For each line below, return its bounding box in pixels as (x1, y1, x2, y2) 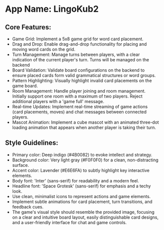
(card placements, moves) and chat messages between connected (12, 109, 147, 115)
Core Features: (5, 23, 51, 31)
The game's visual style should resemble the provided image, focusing (12, 209, 155, 215)
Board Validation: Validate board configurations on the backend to (12, 67, 145, 73)
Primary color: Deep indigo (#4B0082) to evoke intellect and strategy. (12, 152, 153, 157)
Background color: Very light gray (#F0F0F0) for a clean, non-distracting (12, 157, 159, 163)
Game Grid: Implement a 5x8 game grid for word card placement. (12, 36, 144, 42)
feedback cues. (12, 204, 44, 209)
